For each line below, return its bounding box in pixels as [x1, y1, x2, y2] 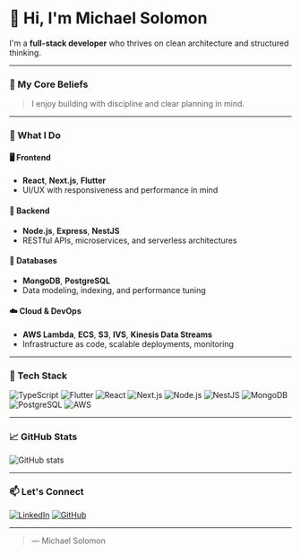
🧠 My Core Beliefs [9, 78, 89, 91]
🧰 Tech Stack [9, 369, 68, 382]
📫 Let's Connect [9, 486, 84, 498]
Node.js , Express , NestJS [21, 225, 120, 236]
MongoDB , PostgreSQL [21, 275, 110, 286]
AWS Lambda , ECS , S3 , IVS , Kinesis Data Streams [21, 329, 213, 340]
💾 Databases [9, 255, 58, 266]
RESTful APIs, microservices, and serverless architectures [21, 235, 237, 246]
